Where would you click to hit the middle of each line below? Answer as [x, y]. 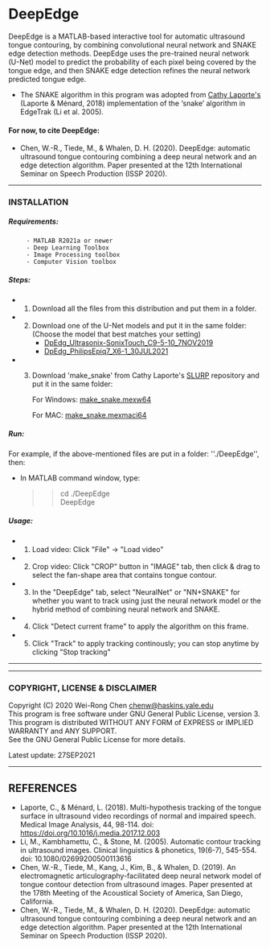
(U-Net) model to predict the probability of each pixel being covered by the [133, 62]
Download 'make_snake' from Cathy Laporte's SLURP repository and [145, 375]
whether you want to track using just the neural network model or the [146, 600]
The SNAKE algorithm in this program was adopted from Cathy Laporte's [140, 94]
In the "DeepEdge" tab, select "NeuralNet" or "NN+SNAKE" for [136, 591]
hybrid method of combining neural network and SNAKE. [126, 609]
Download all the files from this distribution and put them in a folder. [144, 308]
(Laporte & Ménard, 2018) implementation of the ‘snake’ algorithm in [133, 103]
